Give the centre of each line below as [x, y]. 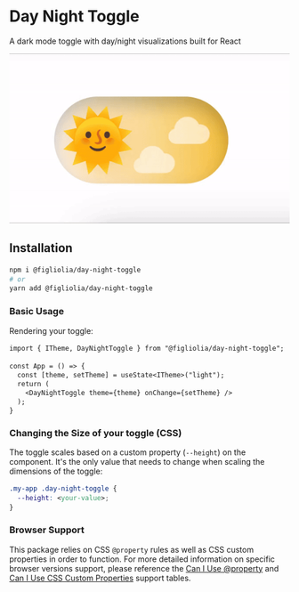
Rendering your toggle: [51, 330]
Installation [41, 248]
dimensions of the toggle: [56, 471]
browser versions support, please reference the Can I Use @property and [144, 568]
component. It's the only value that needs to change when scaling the [137, 461]
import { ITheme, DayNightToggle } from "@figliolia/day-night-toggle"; [147, 348]
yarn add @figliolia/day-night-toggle [81, 288]
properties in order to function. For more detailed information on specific [142, 559]
